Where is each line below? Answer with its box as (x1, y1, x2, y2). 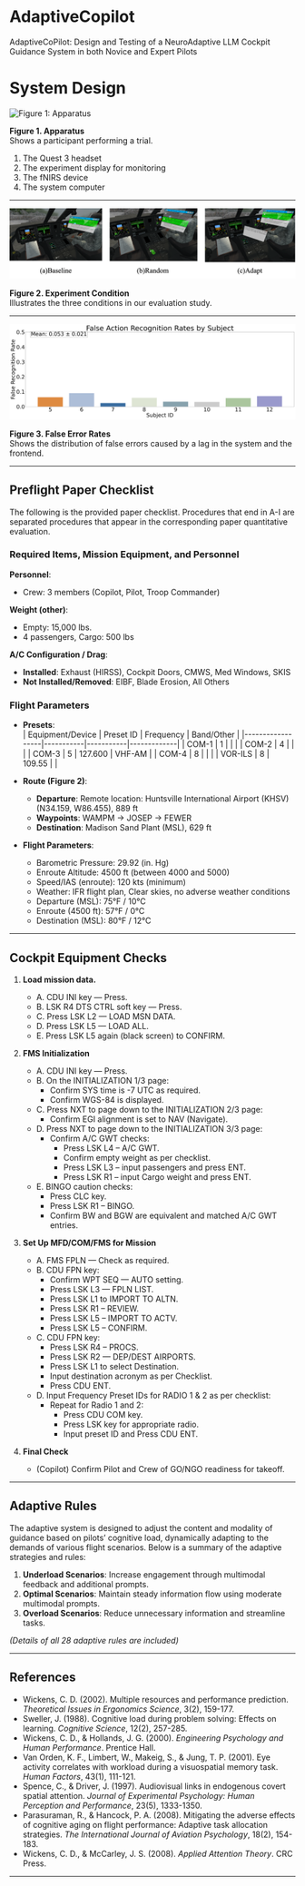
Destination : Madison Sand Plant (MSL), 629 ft (35, 822, 212, 833)
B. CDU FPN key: (35, 1264, 100, 1275)
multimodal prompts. (22, 1597, 101, 1608)
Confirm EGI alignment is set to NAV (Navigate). (49, 1114, 229, 1125)
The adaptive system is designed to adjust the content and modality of (9, 1522, 273, 1533)
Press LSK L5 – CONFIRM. (49, 1322, 148, 1333)
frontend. (9, 447, 44, 458)
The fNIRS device (22, 172, 89, 182)
